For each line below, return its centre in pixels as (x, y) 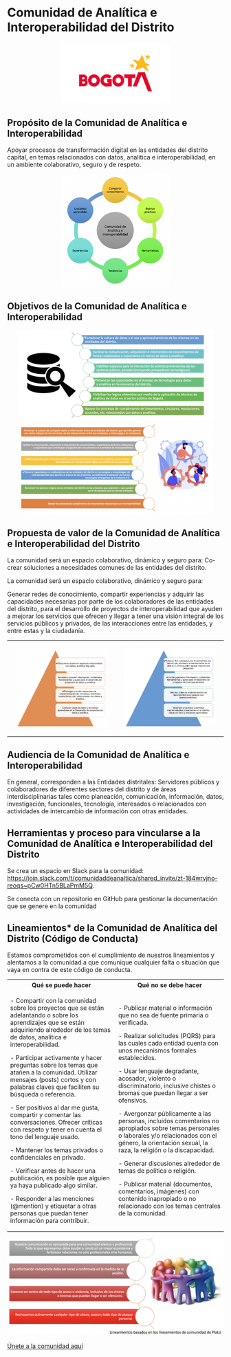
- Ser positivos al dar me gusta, (55, 1107)
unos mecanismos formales (157, 1050)
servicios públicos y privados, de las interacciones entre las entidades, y (110, 624)
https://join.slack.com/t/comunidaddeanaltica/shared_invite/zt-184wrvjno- (112, 879)
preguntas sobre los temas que (54, 1065)
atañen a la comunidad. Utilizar (54, 1072)
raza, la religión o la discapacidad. (166, 1150)
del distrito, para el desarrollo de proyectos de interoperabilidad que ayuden (115, 609)
